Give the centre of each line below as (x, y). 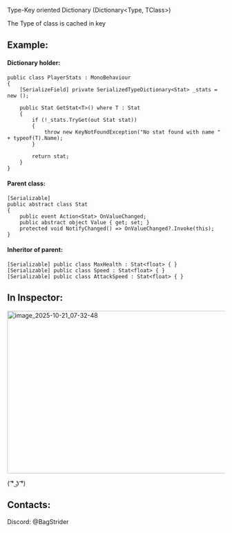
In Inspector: (35, 298)
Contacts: (29, 505)
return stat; (51, 156)
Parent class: (27, 183)
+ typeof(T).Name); (35, 138)
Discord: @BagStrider (38, 521)
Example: (28, 45)
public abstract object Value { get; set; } (85, 222)
